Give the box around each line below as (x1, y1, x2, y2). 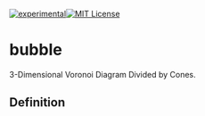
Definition (9, 95, 65, 111)
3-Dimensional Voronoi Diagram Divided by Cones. (9, 69, 196, 79)
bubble (9, 40, 62, 60)
